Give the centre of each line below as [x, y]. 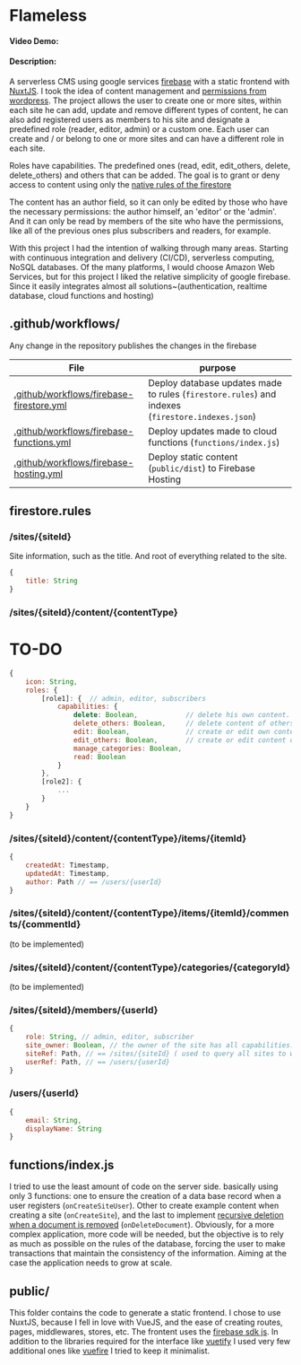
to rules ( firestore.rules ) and [212, 394]
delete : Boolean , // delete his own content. [182, 715]
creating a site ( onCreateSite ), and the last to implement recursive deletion [146, 1215]
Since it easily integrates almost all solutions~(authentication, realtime [138, 286]
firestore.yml [40, 405]
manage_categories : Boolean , [127, 748]
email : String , [54, 1120]
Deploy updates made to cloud [213, 431]
